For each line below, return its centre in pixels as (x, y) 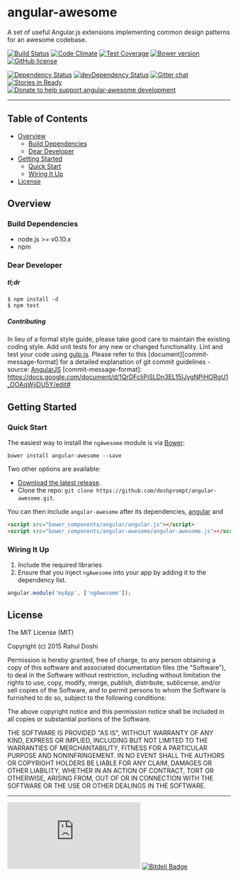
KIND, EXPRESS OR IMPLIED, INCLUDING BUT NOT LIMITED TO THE (108, 740)
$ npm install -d (33, 299)
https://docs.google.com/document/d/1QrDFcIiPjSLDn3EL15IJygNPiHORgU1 (118, 377)
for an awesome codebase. (47, 39)
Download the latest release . (59, 482)
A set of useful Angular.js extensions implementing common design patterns (119, 32)
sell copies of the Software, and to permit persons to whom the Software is (117, 690)
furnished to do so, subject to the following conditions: (87, 697)
